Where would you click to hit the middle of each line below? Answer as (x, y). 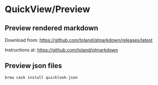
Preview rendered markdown (52, 28)
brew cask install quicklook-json (41, 77)
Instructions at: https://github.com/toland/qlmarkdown (61, 50)
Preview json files (33, 66)
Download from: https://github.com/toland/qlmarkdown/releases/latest (79, 40)
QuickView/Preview (48, 9)
